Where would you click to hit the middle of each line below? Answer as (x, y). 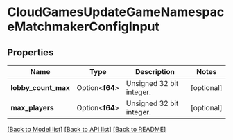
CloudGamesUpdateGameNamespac (116, 12)
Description (155, 72)
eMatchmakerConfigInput (84, 27)
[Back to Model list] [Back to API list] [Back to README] (87, 129)
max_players (32, 108)
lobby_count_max (41, 88)
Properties (31, 52)
